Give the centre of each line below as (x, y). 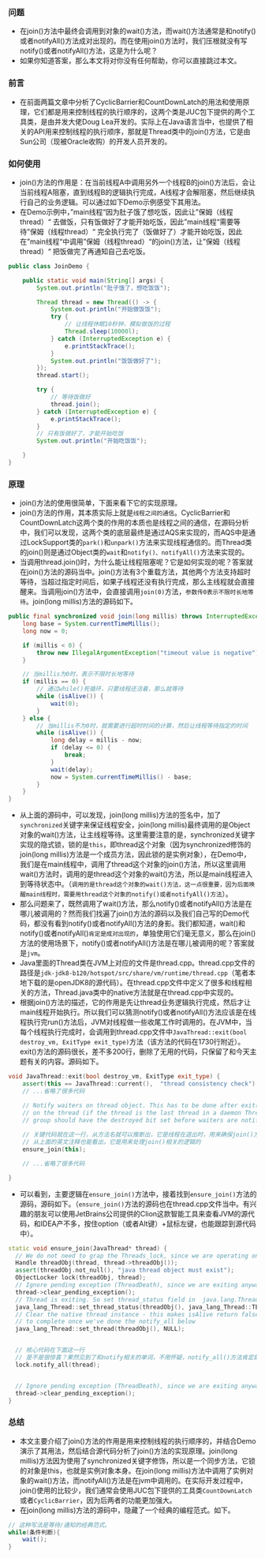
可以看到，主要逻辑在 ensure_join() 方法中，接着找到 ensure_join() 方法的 (138, 1194)
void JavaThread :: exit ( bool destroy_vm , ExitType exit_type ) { (114, 1077)
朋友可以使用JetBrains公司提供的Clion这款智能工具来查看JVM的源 (141, 1213)
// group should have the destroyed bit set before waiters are (130, 1120)
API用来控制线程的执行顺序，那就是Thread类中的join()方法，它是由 (142, 131)
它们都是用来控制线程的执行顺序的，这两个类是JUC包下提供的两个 (141, 111)
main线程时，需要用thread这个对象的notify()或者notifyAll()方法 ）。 (129, 894)
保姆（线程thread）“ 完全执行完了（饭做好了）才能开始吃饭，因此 (136, 231)
